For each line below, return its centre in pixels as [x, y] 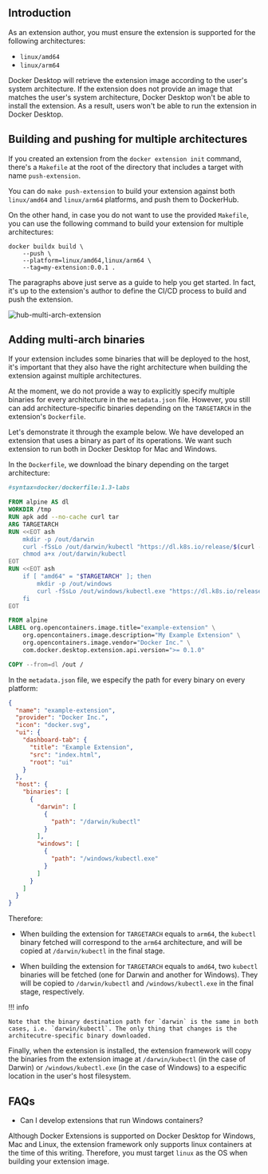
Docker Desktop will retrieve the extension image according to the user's [128, 80]
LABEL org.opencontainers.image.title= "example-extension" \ [112, 628]
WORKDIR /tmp [30, 510]
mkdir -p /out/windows [75, 583]
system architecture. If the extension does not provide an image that [120, 89]
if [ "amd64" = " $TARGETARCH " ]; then [87, 577]
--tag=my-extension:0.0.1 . [69, 267]
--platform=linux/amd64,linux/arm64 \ [87, 260]
